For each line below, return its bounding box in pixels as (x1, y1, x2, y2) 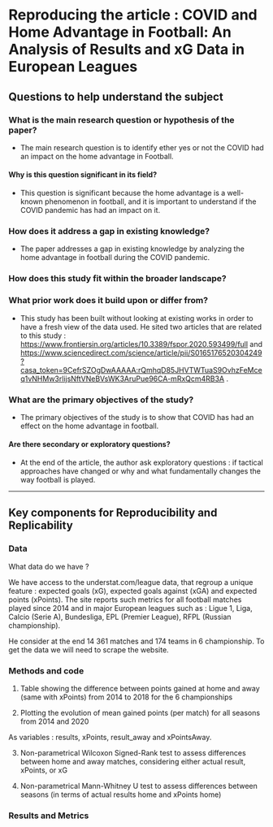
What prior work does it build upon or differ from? (8, 295, 209, 306)
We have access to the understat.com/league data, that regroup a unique (8, 577, 253, 587)
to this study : (19, 331, 67, 340)
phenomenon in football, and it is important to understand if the (44, 197, 257, 206)
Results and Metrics (8, 810, 89, 821)
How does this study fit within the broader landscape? (8, 273, 227, 284)
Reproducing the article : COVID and (8, 6, 258, 24)
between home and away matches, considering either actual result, (19, 757, 246, 767)
